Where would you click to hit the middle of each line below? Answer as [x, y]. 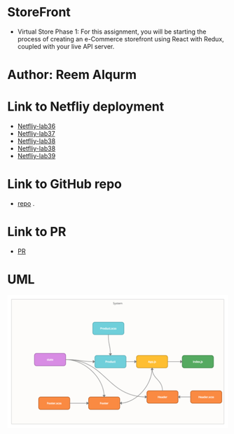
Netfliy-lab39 [36, 156]
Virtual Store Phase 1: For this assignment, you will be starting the [112, 31]
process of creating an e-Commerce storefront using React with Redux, [121, 38]
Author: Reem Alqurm [72, 75]
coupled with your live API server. [66, 46]
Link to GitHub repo [65, 184]
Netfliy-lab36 [36, 126]
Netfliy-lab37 [36, 134]
